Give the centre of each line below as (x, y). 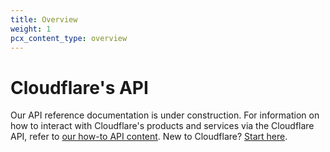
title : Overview (44, 19)
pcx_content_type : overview (69, 38)
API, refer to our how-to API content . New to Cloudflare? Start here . (149, 137)
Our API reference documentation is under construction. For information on (165, 115)
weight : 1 (31, 29)
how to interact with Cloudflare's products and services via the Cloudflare (162, 126)
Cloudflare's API (79, 87)
